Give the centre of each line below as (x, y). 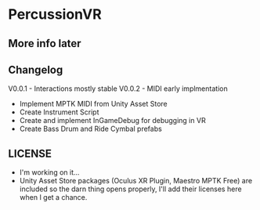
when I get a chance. (53, 197)
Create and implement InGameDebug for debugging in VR (112, 121)
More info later (45, 43)
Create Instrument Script (59, 112)
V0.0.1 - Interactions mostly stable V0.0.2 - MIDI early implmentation (118, 89)
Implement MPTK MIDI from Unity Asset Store (94, 104)
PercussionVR (55, 14)
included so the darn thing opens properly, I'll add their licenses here (130, 189)
